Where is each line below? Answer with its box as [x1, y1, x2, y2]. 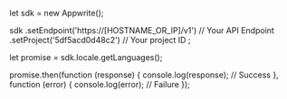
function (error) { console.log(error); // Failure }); [9, 79, 190, 89]
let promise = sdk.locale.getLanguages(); [9, 52, 163, 62]
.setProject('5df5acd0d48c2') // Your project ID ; [9, 35, 192, 45]
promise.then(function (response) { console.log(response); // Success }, [9, 69, 279, 80]
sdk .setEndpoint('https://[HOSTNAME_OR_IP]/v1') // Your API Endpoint [9, 25, 274, 35]
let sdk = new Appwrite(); [9, 8, 104, 18]
